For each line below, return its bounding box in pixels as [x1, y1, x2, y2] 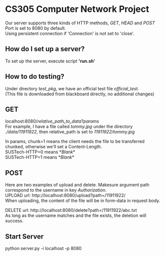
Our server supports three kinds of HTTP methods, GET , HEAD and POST [5, 20, 155, 26]
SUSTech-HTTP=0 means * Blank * [5, 149, 75, 155]
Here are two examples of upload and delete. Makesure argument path [5, 182, 150, 188]
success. [5, 218, 24, 224]
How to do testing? [5, 72, 64, 81]
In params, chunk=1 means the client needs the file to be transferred [5, 138, 145, 144]
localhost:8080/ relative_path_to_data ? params [5, 118, 100, 125]
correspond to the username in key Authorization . [5, 187, 107, 193]
